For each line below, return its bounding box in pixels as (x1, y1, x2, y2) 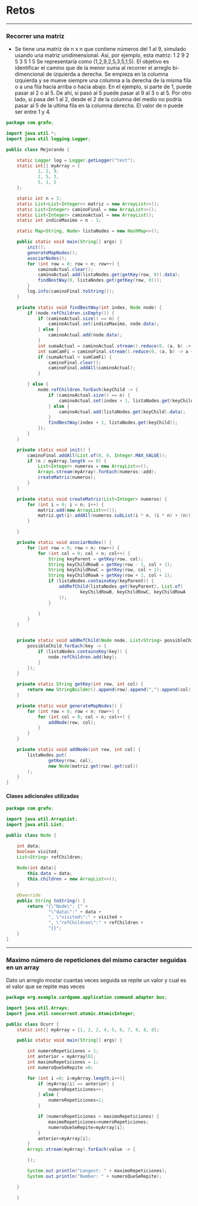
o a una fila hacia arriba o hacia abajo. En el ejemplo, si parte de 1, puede (14, 83, 192, 91)
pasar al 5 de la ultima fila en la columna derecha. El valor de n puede (14, 102, 184, 109)
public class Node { (6, 833, 57, 839)
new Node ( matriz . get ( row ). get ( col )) (48, 763, 138, 769)
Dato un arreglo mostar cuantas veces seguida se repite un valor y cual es (6, 977, 187, 984)
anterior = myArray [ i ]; (37, 1136, 91, 1141)
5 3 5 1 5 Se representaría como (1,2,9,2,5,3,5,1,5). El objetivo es (14, 58, 169, 65)
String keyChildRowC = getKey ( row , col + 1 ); (48, 567, 162, 573)
